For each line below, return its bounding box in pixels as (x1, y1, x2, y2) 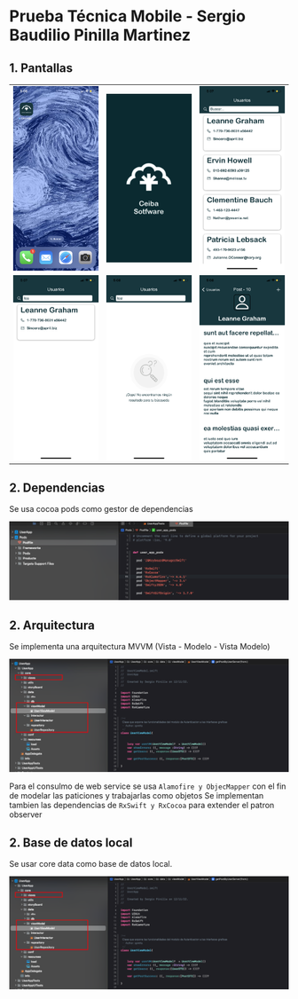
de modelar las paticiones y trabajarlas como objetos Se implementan (9, 791, 264, 801)
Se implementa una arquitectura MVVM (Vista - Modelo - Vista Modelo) (9, 641, 271, 652)
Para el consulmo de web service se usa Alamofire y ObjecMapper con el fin (9, 781, 286, 791)
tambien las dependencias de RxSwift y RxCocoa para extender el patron (9, 800, 275, 811)
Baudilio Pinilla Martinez (9, 25, 191, 45)
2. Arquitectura (9, 617, 95, 633)
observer (9, 809, 43, 820)
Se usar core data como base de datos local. (9, 859, 173, 869)
